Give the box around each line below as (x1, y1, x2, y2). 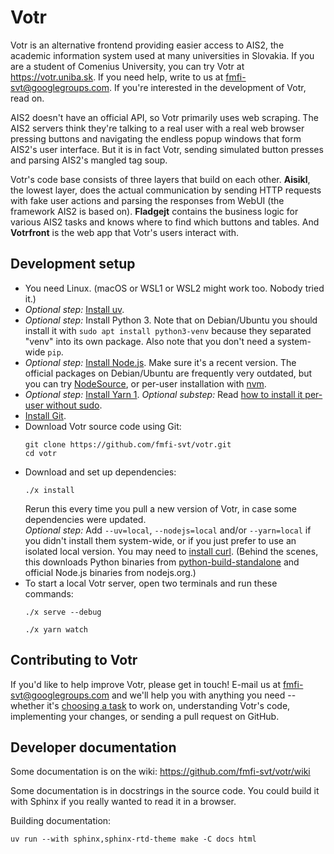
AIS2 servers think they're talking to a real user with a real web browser (10, 122, 305, 134)
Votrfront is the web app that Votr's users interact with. (10, 226, 240, 238)
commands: (24, 587, 74, 600)
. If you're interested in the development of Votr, (109, 81, 307, 93)
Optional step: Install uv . (24, 303, 125, 315)
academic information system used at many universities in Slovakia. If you (10, 49, 315, 61)
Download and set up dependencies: (24, 466, 177, 478)
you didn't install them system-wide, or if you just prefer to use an (24, 534, 297, 546)
